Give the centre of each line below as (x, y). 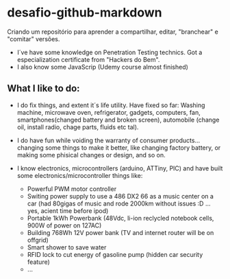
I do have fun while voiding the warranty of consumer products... (108, 140)
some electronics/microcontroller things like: (80, 175)
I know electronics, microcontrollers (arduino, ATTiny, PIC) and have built (120, 168)
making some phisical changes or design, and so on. (91, 155)
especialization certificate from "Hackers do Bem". (88, 59)
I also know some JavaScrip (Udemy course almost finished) (102, 67)
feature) (38, 262)
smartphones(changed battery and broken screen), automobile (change (118, 120)
